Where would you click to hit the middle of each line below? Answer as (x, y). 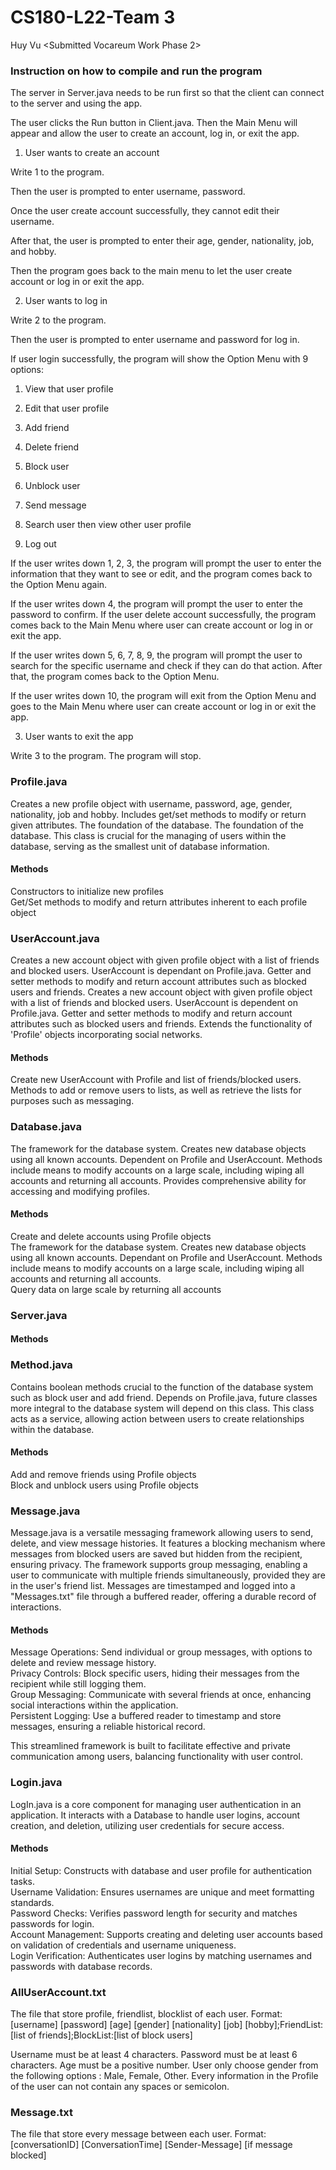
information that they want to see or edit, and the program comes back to (161, 574)
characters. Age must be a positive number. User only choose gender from (164, 2065)
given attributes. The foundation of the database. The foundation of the (157, 825)
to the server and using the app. (76, 103)
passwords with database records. (81, 1966)
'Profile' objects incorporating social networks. (106, 1035)
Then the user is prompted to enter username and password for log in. (155, 340)
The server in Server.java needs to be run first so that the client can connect (167, 93)
